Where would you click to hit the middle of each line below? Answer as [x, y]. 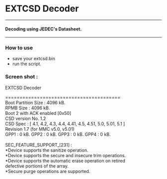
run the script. [27, 64]
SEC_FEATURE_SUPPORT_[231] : [39, 145]
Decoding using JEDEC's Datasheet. [43, 29]
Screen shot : [22, 77]
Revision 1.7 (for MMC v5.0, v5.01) [40, 129]
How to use [19, 48]
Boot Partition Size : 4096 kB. [35, 102]
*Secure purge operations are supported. [48, 171]
